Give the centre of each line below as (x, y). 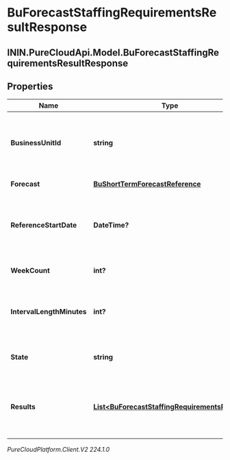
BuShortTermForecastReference (147, 184)
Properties (30, 86)
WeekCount (30, 271)
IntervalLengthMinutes (49, 312)
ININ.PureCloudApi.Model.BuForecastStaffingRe (113, 52)
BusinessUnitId (36, 143)
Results (23, 407)
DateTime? (111, 226)
